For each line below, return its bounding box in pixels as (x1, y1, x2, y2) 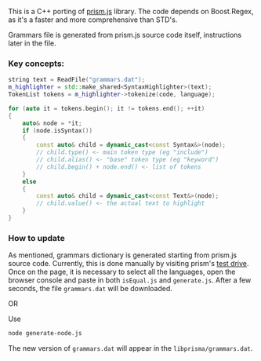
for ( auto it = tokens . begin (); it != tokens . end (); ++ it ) (8, 104, 205, 112)
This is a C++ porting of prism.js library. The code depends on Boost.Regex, (8, 7, 254, 16)
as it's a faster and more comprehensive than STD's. (8, 15, 178, 24)
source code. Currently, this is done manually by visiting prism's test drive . (8, 259, 249, 268)
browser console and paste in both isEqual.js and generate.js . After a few (8, 275, 252, 285)
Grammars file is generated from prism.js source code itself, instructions (8, 31, 241, 39)
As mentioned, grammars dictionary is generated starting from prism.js (8, 250, 237, 260)
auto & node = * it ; (22, 119, 82, 127)
